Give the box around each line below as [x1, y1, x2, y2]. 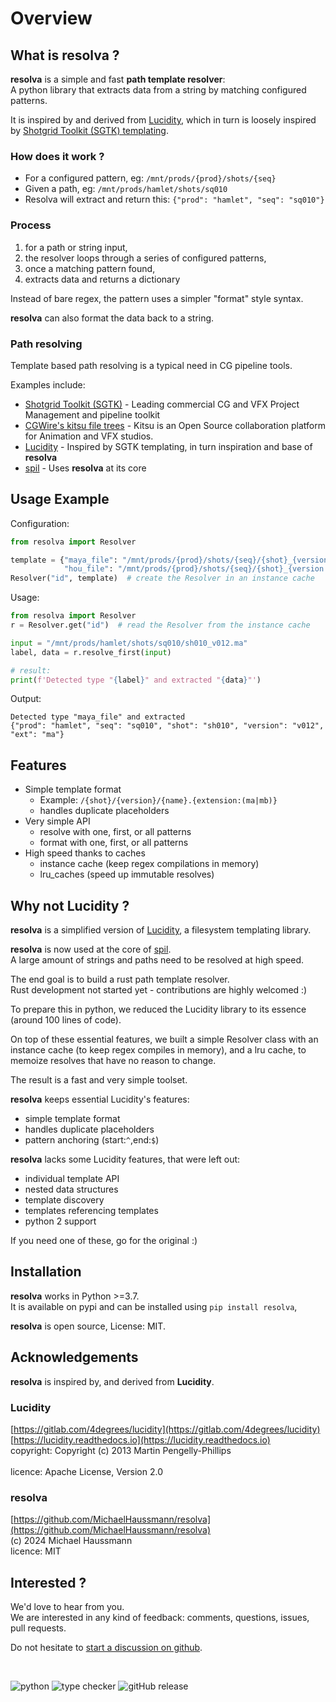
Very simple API [24, 815, 91, 827]
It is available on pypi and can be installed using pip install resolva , [10, 1300, 298, 1312]
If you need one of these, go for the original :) [10, 1235, 198, 1247]
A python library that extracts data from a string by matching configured [10, 84, 307, 96]
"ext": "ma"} [10, 730, 65, 740]
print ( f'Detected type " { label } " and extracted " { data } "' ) [10, 675, 262, 685]
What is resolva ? [10, 47, 120, 64]
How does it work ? [10, 149, 105, 163]
